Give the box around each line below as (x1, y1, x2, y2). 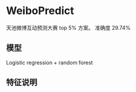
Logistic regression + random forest (6, 59, 93, 66)
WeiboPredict (6, 4, 75, 18)
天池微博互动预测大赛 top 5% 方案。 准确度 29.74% (6, 24, 131, 31)
